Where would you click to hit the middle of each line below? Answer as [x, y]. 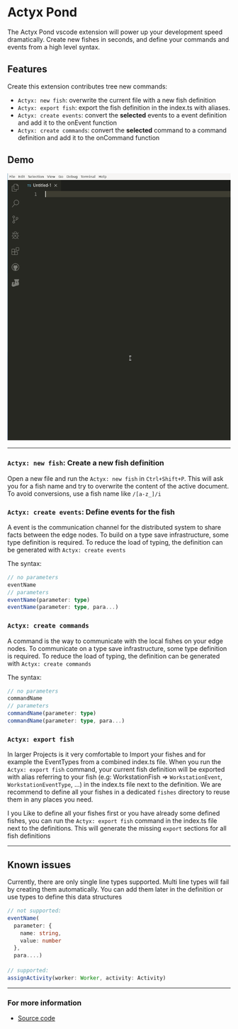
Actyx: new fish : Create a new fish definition [86, 463]
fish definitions [29, 836]
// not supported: [34, 911]
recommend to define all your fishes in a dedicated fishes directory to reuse [119, 792]
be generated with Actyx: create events [67, 550]
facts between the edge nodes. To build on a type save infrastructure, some [118, 535]
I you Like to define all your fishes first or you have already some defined [114, 813]
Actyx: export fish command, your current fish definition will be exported [116, 770]
